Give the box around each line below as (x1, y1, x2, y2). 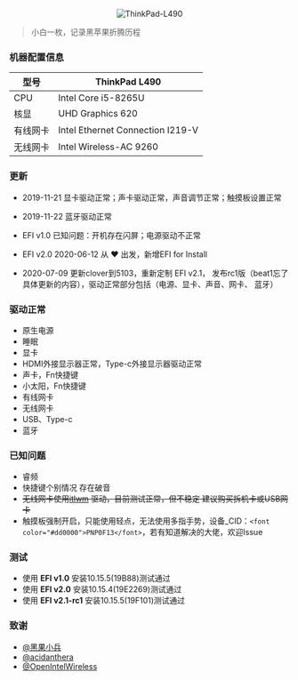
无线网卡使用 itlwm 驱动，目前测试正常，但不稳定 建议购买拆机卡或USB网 (21, 493, 289, 504)
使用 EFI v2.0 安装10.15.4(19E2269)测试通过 (21, 584, 182, 595)
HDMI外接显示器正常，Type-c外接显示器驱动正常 (21, 358, 202, 369)
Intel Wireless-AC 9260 (58, 140, 158, 153)
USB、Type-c (21, 413, 73, 424)
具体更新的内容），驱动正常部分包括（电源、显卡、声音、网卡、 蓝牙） (21, 278, 278, 289)
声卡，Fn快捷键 (21, 369, 78, 380)
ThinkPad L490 (94, 76, 162, 88)
